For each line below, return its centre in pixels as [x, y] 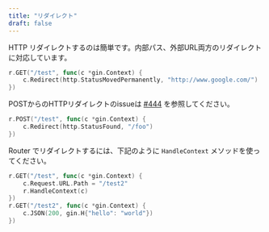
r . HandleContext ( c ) [56, 191]
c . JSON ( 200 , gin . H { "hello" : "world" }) [88, 213]
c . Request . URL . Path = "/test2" [76, 183]
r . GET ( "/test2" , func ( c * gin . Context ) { [78, 206]
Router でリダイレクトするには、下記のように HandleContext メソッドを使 [131, 151]
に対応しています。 [40, 57]
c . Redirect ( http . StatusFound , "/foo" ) [88, 126]
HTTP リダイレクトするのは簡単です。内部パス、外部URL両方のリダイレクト [135, 47]
